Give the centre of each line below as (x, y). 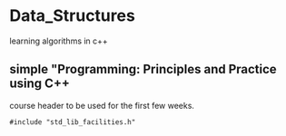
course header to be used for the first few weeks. (102, 105)
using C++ (39, 84)
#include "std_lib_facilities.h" (73, 122)
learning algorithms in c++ (59, 41)
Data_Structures (73, 16)
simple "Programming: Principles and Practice (143, 69)
